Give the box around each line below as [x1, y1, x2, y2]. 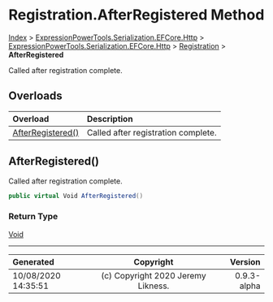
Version [229, 256, 261, 267]
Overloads [8, 89, 63, 103]
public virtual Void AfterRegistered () [8, 192, 144, 200]
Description [86, 113, 133, 124]
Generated [12, 256, 54, 267]
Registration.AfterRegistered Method [8, 6, 265, 24]
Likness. [137, 280, 170, 291]
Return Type [8, 211, 58, 222]
